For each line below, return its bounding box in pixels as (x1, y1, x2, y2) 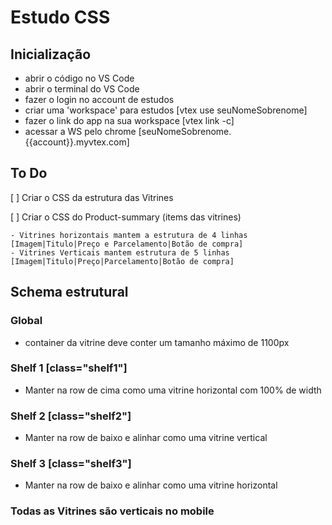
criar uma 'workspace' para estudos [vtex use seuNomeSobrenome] (24, 104, 308, 116)
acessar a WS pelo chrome (24, 126, 137, 137)
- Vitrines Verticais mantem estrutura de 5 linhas (10, 247, 230, 258)
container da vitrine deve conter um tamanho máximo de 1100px (24, 336, 290, 348)
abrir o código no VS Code (24, 72, 135, 84)
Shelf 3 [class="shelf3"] (10, 457, 132, 471)
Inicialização (10, 46, 92, 63)
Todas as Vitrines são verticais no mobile (10, 504, 215, 518)
